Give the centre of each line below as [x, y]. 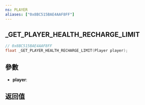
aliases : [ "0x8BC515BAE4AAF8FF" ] [40, 14]
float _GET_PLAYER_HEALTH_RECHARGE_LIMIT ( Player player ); [67, 51]
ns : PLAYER [16, 10]
